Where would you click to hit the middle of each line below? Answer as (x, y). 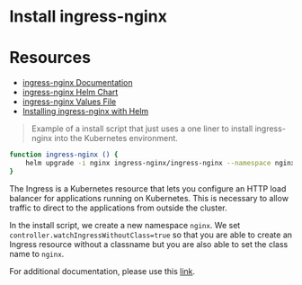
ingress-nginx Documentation (77, 83)
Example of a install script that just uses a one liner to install (142, 129)
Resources (50, 58)
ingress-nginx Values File (69, 102)
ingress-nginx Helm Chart (70, 93)
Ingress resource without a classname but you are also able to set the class (149, 244)
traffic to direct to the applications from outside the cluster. (118, 208)
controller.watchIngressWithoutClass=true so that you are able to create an (151, 235)
